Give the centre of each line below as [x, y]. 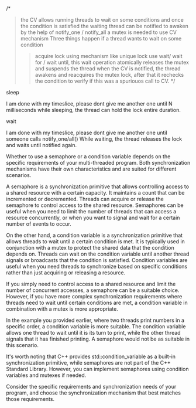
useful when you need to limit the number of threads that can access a [91, 211]
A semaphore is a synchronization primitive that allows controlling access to [97, 186]
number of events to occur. [39, 224]
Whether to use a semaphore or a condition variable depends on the [88, 157]
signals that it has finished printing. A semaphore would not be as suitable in [98, 339]
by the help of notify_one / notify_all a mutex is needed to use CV [99, 32]
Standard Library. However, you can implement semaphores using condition [97, 369]
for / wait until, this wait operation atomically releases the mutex [112, 62]
